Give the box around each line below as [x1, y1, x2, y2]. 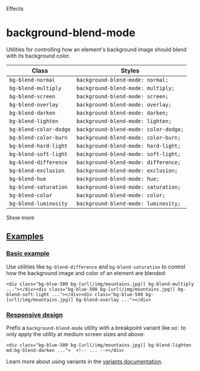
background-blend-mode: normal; [76, 76, 169, 83]
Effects [6, 5, 24, 12]
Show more [6, 214, 35, 221]
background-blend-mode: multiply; [76, 85, 175, 92]
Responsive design [6, 310, 63, 319]
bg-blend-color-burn [9, 134, 68, 141]
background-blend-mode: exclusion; [76, 167, 178, 174]
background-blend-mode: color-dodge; [76, 126, 184, 132]
